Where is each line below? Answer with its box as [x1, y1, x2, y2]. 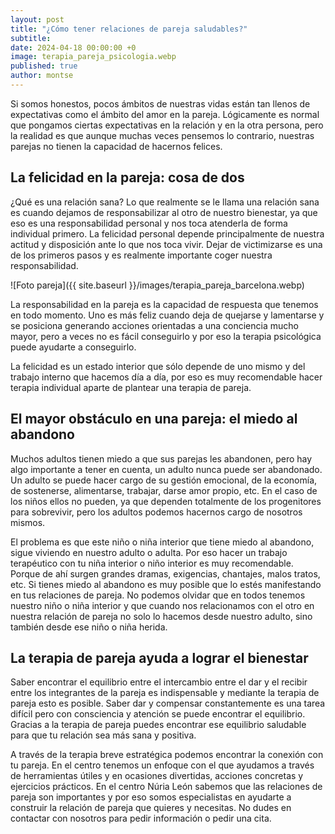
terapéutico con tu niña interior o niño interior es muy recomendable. [10, 557, 294, 569]
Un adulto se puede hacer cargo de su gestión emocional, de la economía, [10, 474, 318, 486]
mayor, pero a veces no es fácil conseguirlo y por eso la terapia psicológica [10, 330, 322, 342]
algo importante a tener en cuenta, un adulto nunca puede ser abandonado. [10, 463, 323, 475]
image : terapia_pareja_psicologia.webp [10, 52, 177, 62]
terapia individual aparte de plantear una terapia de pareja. [10, 381, 252, 393]
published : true [10, 61, 78, 71]
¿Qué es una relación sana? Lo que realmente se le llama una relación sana [10, 196, 320, 208]
